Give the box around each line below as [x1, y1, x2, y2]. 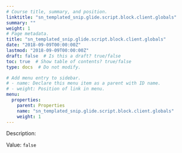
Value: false [6, 141, 37, 149]
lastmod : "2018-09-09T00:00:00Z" [6, 48, 89, 54]
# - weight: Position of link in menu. [6, 86, 105, 92]
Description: [6, 130, 36, 137]
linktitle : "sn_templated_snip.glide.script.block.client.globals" [6, 14, 177, 20]
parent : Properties [17, 102, 65, 108]
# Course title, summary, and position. [6, 8, 108, 15]
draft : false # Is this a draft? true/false [6, 53, 121, 59]
